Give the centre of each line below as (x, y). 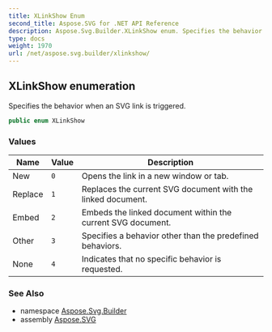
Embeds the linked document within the (157, 212)
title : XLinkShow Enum (47, 16)
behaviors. (102, 245)
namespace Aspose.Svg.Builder (73, 311)
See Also (26, 293)
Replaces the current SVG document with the (167, 189)
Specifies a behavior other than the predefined (170, 236)
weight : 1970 (30, 46)
